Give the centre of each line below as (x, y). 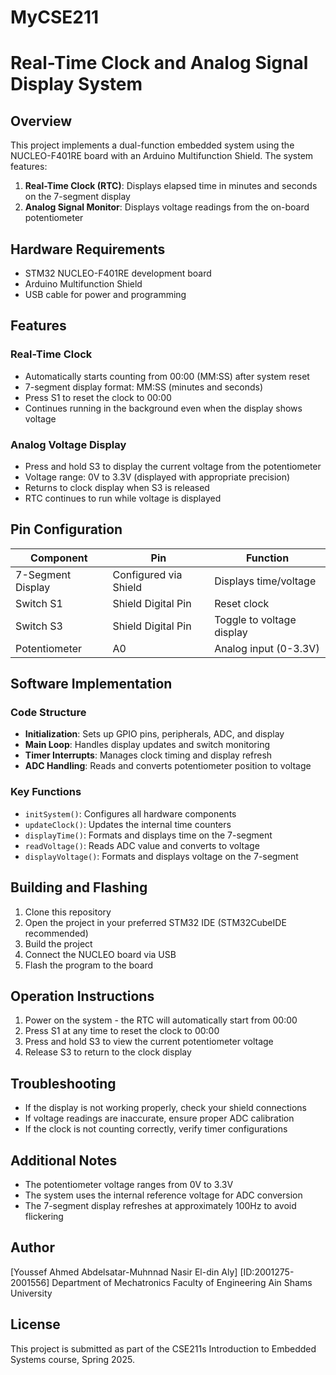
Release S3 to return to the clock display (108, 1052)
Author (32, 1247)
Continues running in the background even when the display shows (163, 408)
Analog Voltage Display (68, 444)
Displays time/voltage (265, 581)
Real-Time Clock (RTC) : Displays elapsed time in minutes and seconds (171, 186)
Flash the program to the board (89, 965)
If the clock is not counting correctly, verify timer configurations (156, 1129)
